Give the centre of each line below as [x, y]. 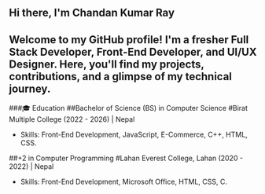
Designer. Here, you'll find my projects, [107, 64]
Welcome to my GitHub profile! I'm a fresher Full [129, 40]
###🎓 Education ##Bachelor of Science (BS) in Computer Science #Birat [129, 108]
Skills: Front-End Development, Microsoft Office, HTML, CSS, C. [123, 182]
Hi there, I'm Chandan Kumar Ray [92, 13]
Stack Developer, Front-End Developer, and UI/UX [133, 51]
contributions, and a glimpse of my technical [121, 77]
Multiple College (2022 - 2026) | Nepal [72, 119]
